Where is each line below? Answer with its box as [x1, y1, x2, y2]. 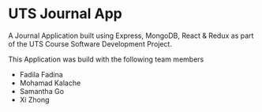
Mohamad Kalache [19, 78, 81, 88]
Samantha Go [19, 86, 65, 95]
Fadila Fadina [19, 69, 63, 79]
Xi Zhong [19, 95, 50, 104]
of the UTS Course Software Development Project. [8, 39, 172, 48]
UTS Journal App [8, 5, 122, 23]
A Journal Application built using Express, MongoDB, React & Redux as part [8, 31, 254, 40]
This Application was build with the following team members [8, 54, 204, 64]
